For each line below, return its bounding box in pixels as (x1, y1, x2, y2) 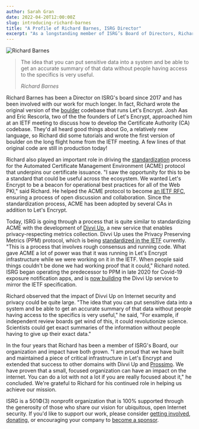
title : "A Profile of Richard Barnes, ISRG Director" (6, 25, 142, 31)
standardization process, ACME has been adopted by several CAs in (6, 200, 173, 208)
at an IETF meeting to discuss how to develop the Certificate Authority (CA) (6, 119, 190, 126)
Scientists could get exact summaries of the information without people (6, 324, 181, 331)
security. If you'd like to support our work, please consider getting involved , (6, 410, 191, 417)
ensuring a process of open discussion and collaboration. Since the (6, 194, 171, 201)
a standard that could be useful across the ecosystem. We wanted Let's (6, 175, 182, 182)
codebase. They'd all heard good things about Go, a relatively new (6, 126, 168, 133)
